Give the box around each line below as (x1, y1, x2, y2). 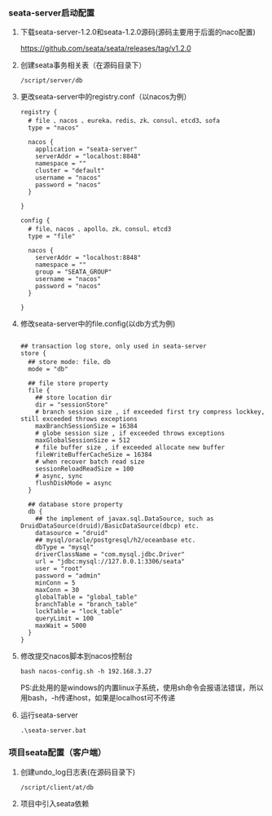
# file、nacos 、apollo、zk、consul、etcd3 (28, 226, 172, 234)
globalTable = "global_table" (35, 593, 138, 602)
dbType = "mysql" (35, 543, 94, 551)
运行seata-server (20, 710, 79, 720)
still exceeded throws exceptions (20, 415, 138, 423)
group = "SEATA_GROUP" (35, 268, 112, 276)
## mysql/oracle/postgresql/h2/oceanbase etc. (35, 536, 196, 545)
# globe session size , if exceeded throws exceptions (35, 429, 226, 437)
